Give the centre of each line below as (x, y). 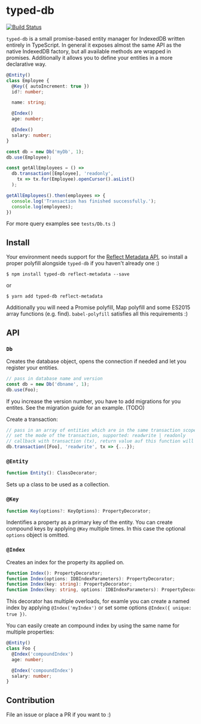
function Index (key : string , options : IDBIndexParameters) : (83, 590)
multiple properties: (30, 632)
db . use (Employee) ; (29, 157)
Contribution (31, 700)
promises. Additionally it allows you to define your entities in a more (89, 57)
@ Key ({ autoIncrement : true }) (51, 86)
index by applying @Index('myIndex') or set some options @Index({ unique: (99, 608)
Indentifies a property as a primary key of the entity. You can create (89, 522)
